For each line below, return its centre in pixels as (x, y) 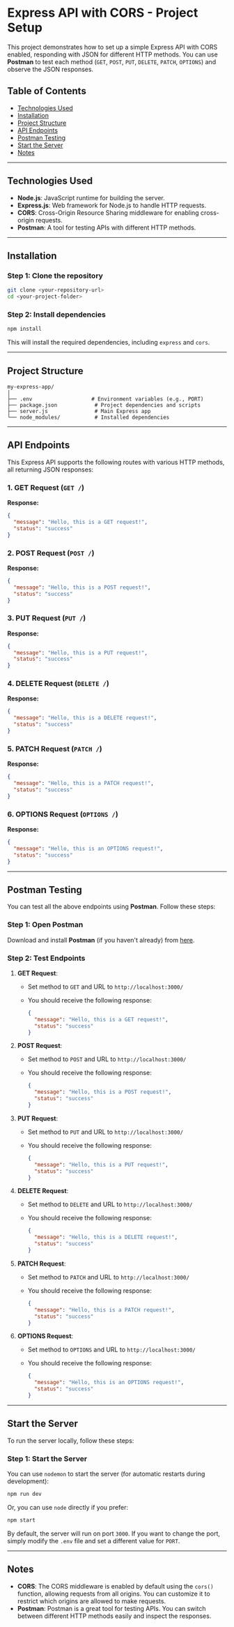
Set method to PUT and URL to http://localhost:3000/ (105, 1132)
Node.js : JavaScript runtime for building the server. (91, 197)
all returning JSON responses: (50, 470)
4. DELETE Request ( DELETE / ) (58, 684)
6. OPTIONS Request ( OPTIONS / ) (63, 814)
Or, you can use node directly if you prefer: (68, 1507)
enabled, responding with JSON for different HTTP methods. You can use (112, 54)
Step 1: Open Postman (45, 924)
